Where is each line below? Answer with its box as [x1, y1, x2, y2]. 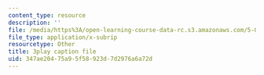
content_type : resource [8, 11, 86, 20]
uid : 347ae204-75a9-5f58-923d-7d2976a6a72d [8, 55, 153, 63]
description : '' [8, 19, 61, 27]
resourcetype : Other [8, 41, 76, 48]
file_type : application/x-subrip [8, 33, 118, 41]
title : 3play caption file [8, 48, 97, 55]
